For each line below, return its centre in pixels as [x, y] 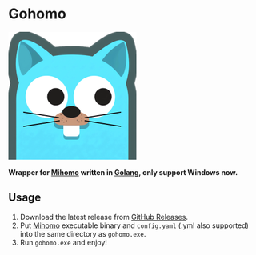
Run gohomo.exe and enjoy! [64, 242]
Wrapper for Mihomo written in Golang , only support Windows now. [123, 172]
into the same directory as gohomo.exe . [83, 233]
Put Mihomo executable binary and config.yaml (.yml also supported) [134, 225]
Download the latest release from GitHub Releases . [104, 217]
